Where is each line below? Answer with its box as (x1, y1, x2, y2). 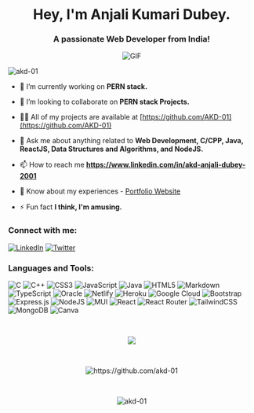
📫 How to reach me (19, 160, 85, 170)
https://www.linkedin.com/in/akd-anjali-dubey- (85, 160, 246, 170)
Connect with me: (8, 225, 78, 236)
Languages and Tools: (8, 262, 94, 273)
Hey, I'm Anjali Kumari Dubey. (32, 6, 231, 24)
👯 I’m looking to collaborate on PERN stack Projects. (19, 97, 190, 107)
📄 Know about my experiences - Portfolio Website (19, 186, 181, 196)
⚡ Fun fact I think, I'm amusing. (19, 202, 123, 212)
